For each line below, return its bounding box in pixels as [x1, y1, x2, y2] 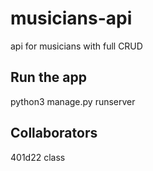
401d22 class [10, 151, 66, 163]
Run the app [10, 69, 87, 86]
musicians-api [10, 7, 133, 30]
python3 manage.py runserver [10, 95, 136, 107]
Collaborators [10, 125, 98, 142]
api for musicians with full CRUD [10, 40, 143, 52]
